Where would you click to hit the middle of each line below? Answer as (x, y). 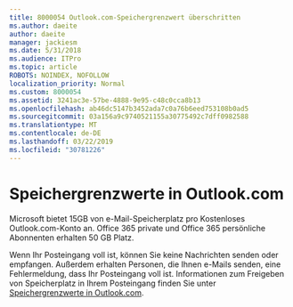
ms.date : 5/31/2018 (45, 51)
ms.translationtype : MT (53, 125)
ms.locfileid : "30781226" (57, 149)
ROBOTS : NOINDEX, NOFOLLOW (59, 76)
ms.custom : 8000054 (45, 92)
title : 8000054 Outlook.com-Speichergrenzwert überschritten (125, 17)
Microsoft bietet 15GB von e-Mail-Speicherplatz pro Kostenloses (127, 218)
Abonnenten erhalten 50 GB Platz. (72, 238)
